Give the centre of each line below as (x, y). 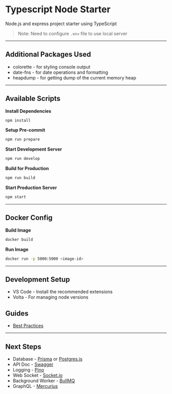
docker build (19, 239)
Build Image (18, 230)
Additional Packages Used (48, 55)
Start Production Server (31, 188)
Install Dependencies (28, 111)
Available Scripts (33, 99)
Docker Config (29, 218)
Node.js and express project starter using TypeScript (61, 24)
